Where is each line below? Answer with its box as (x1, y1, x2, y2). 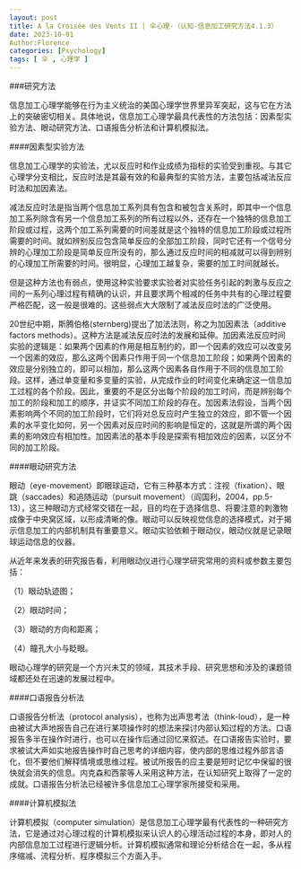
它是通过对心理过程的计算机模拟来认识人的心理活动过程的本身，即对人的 (24, 828, 292, 838)
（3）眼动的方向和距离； (9, 624, 101, 634)
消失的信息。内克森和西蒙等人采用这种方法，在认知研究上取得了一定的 (32, 768, 292, 777)
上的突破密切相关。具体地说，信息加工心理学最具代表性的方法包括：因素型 (9, 111, 284, 121)
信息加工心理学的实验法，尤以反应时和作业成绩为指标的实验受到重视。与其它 (9, 161, 292, 171)
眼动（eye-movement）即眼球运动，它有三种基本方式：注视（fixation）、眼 (9, 480, 285, 490)
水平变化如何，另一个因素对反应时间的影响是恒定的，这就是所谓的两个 (24, 419, 284, 430)
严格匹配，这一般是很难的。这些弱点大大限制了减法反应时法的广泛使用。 (9, 300, 276, 310)
